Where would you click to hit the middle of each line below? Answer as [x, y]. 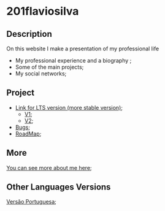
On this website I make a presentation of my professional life [83, 48]
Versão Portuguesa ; [32, 202]
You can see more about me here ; [49, 167]
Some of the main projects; [49, 67]
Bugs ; [23, 127]
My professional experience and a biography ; [73, 60]
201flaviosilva [43, 11]
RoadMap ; [28, 134]
